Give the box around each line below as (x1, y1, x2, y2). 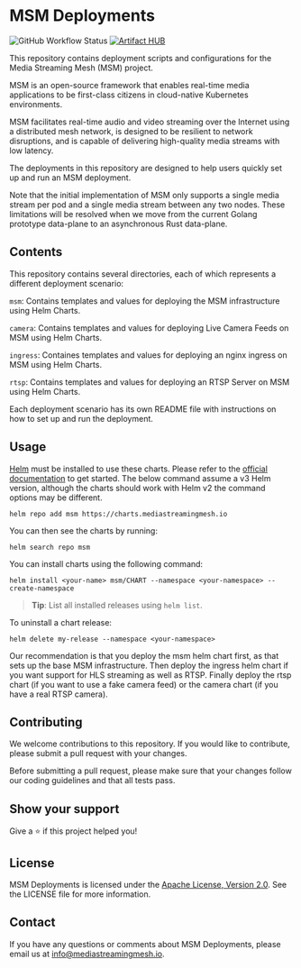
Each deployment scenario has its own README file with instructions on (9, 403, 277, 415)
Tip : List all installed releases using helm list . (31, 599, 203, 610)
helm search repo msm (9, 543, 91, 552)
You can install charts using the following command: (9, 558, 204, 569)
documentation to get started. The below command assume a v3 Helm (9, 472, 272, 483)
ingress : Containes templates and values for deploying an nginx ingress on (9, 349, 287, 361)
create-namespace (9, 583, 75, 593)
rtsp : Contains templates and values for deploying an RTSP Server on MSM (9, 376, 290, 388)
